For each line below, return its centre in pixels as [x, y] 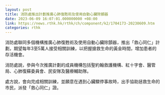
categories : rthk [23, 28]
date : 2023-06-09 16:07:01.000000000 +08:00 [51, 19]
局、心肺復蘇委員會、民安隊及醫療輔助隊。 [48, 71]
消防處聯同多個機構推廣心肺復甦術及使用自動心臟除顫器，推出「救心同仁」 [80, 43]
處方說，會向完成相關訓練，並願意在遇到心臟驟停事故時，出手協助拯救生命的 [82, 82]
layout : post [18, 10]
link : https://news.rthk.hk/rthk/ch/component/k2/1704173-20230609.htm [80, 23]
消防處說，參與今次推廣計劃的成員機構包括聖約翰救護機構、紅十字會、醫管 [80, 65]
